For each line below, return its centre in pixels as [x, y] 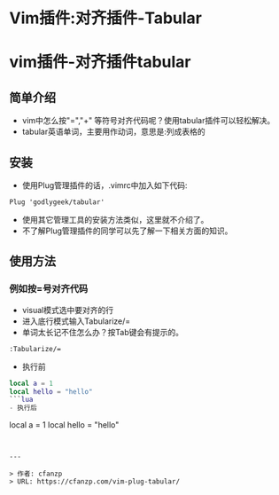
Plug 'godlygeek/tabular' [57, 202]
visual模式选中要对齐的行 [67, 310]
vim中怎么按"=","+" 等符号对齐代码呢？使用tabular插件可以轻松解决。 [148, 121]
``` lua [21, 400]
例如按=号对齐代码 [49, 289]
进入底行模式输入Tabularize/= [76, 321]
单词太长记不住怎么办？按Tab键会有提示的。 [103, 332]
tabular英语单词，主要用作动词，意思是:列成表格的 [113, 132]
